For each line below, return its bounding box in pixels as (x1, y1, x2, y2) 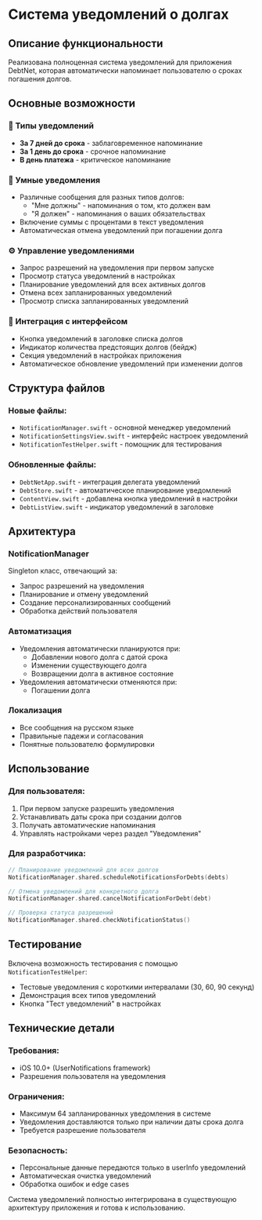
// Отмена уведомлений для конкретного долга (8, 887, 159, 895)
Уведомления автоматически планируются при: (19, 643, 181, 653)
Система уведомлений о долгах (8, 5, 229, 24)
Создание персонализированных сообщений (19, 598, 171, 607)
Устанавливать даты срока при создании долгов (19, 812, 182, 821)
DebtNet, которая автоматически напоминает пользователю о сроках (8, 66, 242, 75)
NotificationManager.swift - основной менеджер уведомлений (19, 423, 231, 432)
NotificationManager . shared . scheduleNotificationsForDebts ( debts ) (8, 873, 229, 881)
